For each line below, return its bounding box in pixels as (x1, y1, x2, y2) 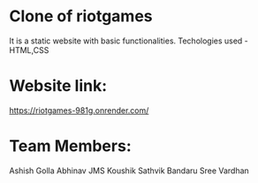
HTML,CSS (9, 44, 49, 55)
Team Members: (9, 136, 132, 156)
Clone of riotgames (9, 6, 153, 27)
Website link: (9, 76, 108, 96)
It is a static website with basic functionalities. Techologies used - (9, 35, 249, 46)
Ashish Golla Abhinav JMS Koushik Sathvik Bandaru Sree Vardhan (9, 165, 249, 176)
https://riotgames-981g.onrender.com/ (9, 104, 149, 116)
